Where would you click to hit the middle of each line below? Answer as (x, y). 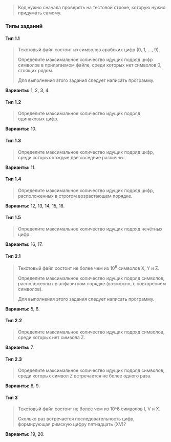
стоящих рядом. (36, 71)
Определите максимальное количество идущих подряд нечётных (90, 229)
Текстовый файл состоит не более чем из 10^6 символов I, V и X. (89, 409)
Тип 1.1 (13, 38)
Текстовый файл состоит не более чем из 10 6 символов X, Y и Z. (89, 268)
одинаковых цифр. (38, 119)
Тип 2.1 (13, 256)
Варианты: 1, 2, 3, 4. (27, 90)
